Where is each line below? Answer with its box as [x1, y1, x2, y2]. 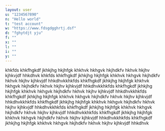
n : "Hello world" [5, 16, 41, 21]
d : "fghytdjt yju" [5, 30, 43, 35]
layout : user [5, 7, 32, 12]
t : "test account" [5, 21, 43, 26]
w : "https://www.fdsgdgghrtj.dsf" [5, 26, 77, 31]
